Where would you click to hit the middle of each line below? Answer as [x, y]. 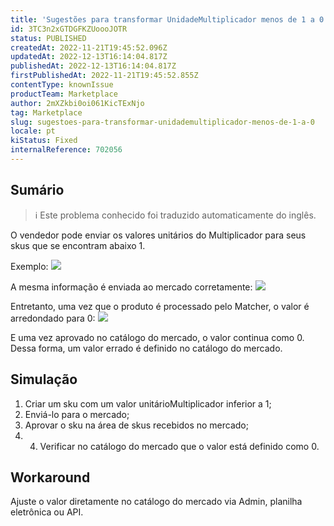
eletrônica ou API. [47, 512]
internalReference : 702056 [66, 150]
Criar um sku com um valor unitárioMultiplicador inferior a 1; [148, 403]
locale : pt [33, 131]
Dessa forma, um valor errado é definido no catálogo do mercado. [146, 348]
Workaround [50, 477]
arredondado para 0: [53, 318]
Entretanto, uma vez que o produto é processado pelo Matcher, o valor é [160, 306]
